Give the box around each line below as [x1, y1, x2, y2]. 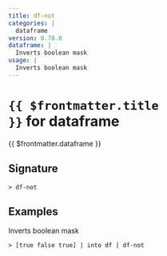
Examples [8, 205, 58, 218]
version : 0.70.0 [8, 34, 62, 42]
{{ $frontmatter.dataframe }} [8, 138, 101, 148]
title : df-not [8, 11, 56, 20]
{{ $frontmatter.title [8, 98, 159, 113]
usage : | [8, 57, 38, 65]
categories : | [8, 19, 56, 27]
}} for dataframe [8, 112, 120, 130]
